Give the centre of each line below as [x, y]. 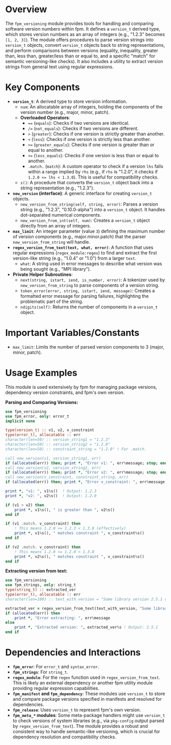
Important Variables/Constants [73, 333]
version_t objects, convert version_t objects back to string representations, [85, 45]
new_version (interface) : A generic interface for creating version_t [82, 193]
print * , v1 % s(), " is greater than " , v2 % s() [65, 510]
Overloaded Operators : [45, 118]
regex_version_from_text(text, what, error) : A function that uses [83, 247]
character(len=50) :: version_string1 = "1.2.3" [58, 440]
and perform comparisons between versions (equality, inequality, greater [82, 50]
